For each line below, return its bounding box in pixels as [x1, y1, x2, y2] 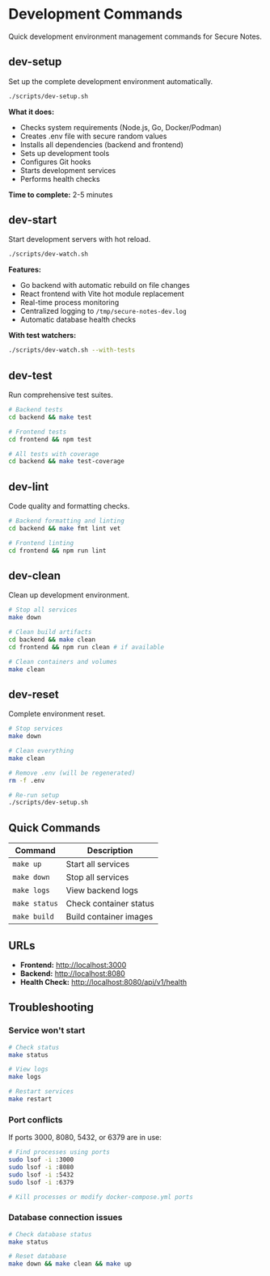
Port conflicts [8, 1113, 63, 1125]
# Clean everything [8, 747, 74, 755]
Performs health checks [19, 174, 100, 184]
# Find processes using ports [8, 1148, 111, 1156]
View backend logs [65, 885, 139, 896]
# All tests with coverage [8, 450, 99, 458]
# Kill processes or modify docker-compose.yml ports [8, 1193, 194, 1201]
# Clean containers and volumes [8, 657, 117, 665]
